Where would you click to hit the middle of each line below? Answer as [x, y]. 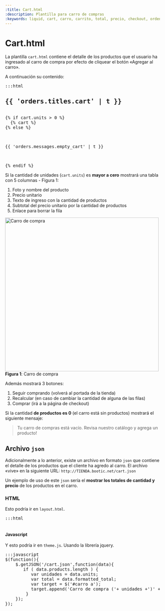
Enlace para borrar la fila [37, 211]
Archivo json [25, 448]
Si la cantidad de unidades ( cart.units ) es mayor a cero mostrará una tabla [82, 175]
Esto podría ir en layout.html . [35, 509]
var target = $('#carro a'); [66, 584]
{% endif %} [19, 166]
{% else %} [18, 128]
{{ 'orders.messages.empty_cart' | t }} [55, 147]
